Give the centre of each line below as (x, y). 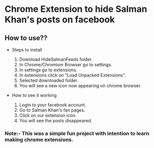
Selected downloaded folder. (49, 80)
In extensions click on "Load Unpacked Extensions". (73, 75)
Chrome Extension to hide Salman (76, 9)
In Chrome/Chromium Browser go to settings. (66, 65)
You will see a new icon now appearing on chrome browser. (80, 86)
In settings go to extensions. (48, 70)
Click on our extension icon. (48, 115)
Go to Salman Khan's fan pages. (52, 110)
